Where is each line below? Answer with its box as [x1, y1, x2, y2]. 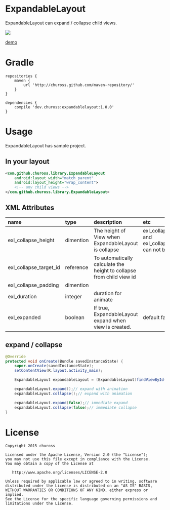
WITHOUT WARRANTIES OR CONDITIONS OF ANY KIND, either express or [5, 488, 148, 493]
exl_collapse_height [8, 237, 55, 244]
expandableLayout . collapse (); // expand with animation [14, 391, 133, 396]
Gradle [5, 57, 34, 68]
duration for [93, 290, 122, 297]
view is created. [93, 323, 132, 330]
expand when [93, 317, 126, 324]
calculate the [93, 260, 125, 267]
